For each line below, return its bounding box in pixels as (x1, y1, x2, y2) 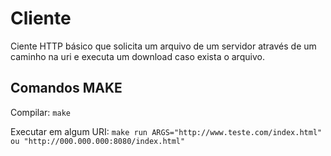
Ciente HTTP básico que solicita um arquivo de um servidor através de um (10, 40, 317, 52)
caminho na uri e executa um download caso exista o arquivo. (10, 50, 265, 62)
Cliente (10, 7, 72, 30)
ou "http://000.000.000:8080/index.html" (10, 136, 186, 146)
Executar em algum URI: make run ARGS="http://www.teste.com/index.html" (10, 125, 323, 137)
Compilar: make (10, 106, 71, 118)
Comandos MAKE (10, 80, 123, 97)
